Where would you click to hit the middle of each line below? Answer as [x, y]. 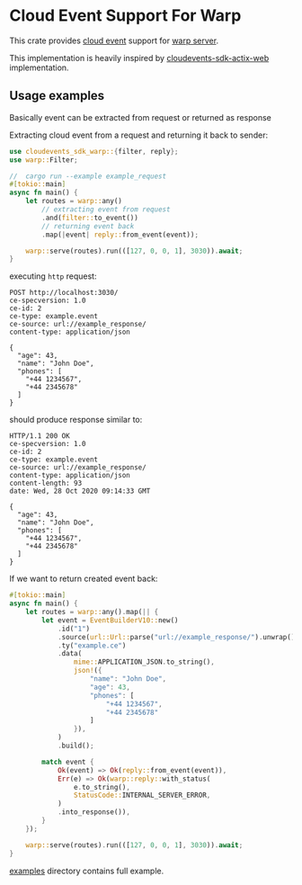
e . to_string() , [102, 787]
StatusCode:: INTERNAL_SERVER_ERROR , [142, 796]
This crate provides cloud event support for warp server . [114, 40]
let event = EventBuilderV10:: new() [110, 620]
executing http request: [53, 276]
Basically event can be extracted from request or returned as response [140, 117]
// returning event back [88, 226]
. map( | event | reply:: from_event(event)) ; [120, 235]
